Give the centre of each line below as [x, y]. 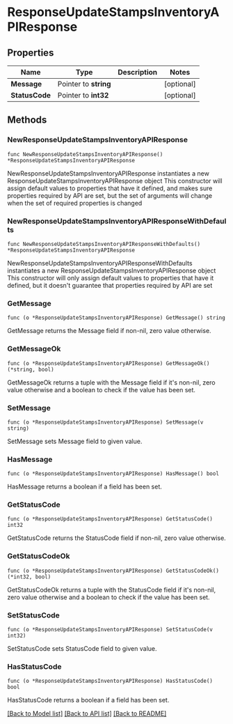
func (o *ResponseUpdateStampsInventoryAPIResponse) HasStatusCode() [110, 681]
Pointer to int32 [83, 95]
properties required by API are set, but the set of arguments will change [110, 195]
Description [138, 72]
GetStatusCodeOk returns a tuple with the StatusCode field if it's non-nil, [112, 590]
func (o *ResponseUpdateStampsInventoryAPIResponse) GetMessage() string [116, 318]
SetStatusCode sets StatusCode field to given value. [82, 649]
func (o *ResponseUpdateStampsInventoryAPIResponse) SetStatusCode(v [110, 630]
